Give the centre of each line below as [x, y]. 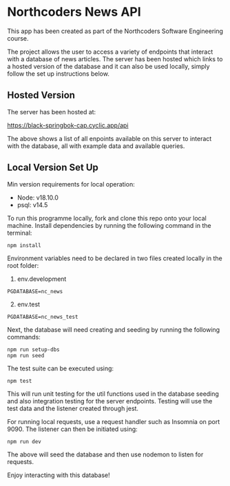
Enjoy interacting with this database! [59, 475]
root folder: [23, 265]
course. [18, 38]
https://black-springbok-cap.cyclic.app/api [68, 125]
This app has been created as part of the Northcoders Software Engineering [115, 31]
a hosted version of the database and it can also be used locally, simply [108, 66]
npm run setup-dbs [33, 349]
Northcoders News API [74, 12]
